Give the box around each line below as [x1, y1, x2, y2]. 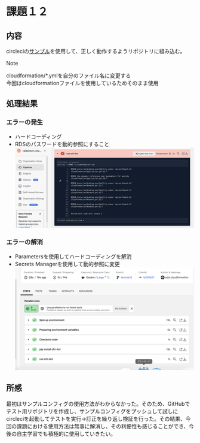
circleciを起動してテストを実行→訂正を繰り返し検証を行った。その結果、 [6, 415, 186, 422]
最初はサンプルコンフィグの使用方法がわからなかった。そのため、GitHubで [6, 400, 190, 407]
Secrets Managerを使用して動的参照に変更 [14, 260, 121, 267]
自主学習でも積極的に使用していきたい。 [16, 430, 116, 437]
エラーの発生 [6, 118, 44, 126]
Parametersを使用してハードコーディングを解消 [14, 252, 133, 260]
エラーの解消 [6, 238, 44, 246]
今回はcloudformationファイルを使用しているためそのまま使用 [6, 80, 159, 86]
